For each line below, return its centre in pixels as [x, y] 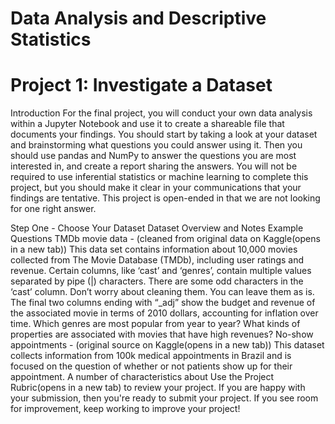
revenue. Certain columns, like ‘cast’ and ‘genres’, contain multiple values [161, 271]
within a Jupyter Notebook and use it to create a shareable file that [147, 124]
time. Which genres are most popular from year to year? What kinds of [155, 324]
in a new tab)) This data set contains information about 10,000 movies [154, 249]
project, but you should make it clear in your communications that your [156, 188]
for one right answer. [53, 209]
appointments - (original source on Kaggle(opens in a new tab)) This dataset [167, 345]
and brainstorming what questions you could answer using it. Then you [156, 145]
